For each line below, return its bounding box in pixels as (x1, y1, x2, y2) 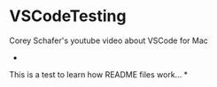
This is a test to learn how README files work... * (9, 69, 189, 80)
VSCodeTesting (9, 6, 127, 26)
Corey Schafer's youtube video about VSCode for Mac (9, 35, 208, 46)
